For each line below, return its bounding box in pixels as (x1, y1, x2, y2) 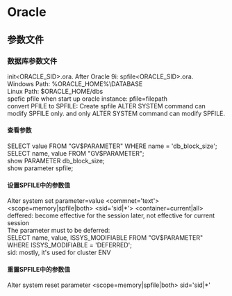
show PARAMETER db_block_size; (7, 157, 106, 165)
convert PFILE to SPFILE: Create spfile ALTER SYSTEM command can (7, 101, 206, 110)
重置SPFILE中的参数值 (7, 265, 71, 273)
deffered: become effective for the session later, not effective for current (7, 211, 215, 220)
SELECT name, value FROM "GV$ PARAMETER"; (7, 149, 144, 158)
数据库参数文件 (7, 56, 58, 66)
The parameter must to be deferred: (7, 227, 110, 235)
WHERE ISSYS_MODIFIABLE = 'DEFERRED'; (7, 241, 132, 249)
